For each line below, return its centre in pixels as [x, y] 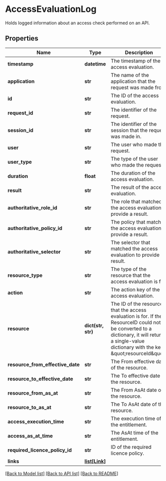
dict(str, [94, 325]
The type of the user [134, 159]
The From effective [133, 361]
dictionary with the [132, 347]
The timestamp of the [136, 60]
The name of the [130, 75]
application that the [133, 81]
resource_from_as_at [33, 393]
